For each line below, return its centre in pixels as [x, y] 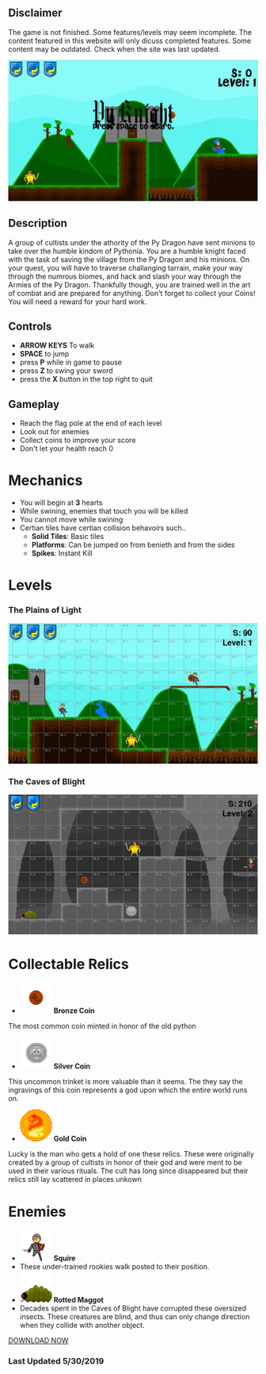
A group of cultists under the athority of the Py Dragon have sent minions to [132, 242]
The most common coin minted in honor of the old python [102, 1026]
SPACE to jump [44, 354]
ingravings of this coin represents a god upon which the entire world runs [128, 1090]
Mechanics [46, 481]
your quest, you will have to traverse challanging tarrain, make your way [125, 267]
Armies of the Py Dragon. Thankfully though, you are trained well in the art [129, 284]
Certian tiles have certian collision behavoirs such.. [103, 528]
